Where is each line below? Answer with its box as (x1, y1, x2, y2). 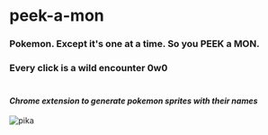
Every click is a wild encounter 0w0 (9, 62, 168, 75)
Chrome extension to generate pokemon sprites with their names (9, 95, 258, 106)
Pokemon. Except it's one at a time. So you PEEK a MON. (9, 38, 260, 50)
